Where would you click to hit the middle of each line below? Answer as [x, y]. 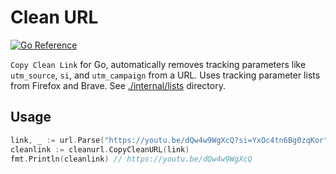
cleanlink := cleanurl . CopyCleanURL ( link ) [100, 149]
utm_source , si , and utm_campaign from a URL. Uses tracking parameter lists [165, 75]
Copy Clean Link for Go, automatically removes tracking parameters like [158, 64]
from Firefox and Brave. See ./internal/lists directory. [118, 85]
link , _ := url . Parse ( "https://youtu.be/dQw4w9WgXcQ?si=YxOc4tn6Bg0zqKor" [169, 140]
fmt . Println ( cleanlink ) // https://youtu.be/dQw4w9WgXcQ [131, 159]
